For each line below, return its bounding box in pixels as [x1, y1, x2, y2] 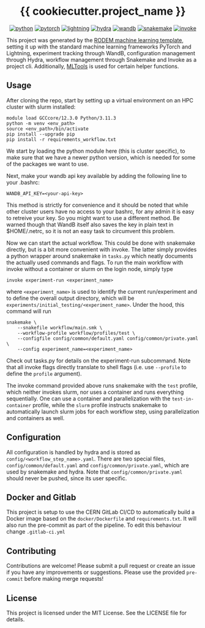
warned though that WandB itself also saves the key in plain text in [6, 221, 174, 228]
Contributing [6, 546, 56, 556]
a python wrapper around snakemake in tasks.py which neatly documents [6, 252, 193, 259]
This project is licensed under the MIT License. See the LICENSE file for [6, 609, 187, 616]
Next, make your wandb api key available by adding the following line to [6, 172, 187, 179]
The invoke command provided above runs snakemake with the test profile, [6, 381, 198, 389]
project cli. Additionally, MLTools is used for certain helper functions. [6, 63, 179, 70]
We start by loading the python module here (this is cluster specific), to [6, 147, 185, 155]
